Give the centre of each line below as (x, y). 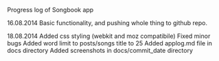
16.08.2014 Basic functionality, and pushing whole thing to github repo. (107, 23)
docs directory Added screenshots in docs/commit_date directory (100, 50)
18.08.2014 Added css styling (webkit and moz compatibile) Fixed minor (109, 36)
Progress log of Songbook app (50, 10)
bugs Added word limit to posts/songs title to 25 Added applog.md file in (110, 43)
